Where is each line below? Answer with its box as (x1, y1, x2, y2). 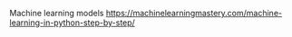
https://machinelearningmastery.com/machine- (105, 8, 283, 18)
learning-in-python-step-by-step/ (9, 17, 136, 28)
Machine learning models (9, 8, 104, 18)
